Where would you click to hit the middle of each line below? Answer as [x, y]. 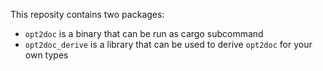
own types [46, 55]
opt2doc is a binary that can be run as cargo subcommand [144, 33]
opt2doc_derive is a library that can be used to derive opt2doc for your [168, 44]
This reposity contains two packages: [87, 14]
